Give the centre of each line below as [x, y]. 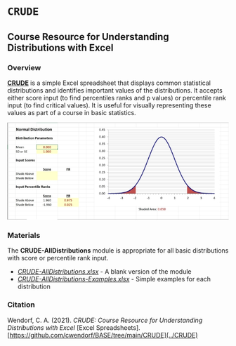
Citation [21, 305]
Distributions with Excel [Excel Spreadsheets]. [74, 327]
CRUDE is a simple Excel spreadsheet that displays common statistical [109, 83]
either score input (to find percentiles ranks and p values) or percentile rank [117, 98]
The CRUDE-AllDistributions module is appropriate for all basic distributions [118, 251]
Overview [24, 67]
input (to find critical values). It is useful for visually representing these [110, 105]
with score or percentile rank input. [58, 258]
